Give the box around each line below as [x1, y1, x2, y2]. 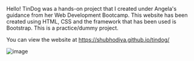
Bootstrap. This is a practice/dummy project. [6, 24, 119, 31]
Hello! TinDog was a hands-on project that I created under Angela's [6, 5, 177, 12]
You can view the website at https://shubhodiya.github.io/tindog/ [6, 36, 170, 43]
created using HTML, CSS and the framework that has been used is [6, 18, 176, 25]
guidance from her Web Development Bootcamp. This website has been [6, 11, 188, 19]
